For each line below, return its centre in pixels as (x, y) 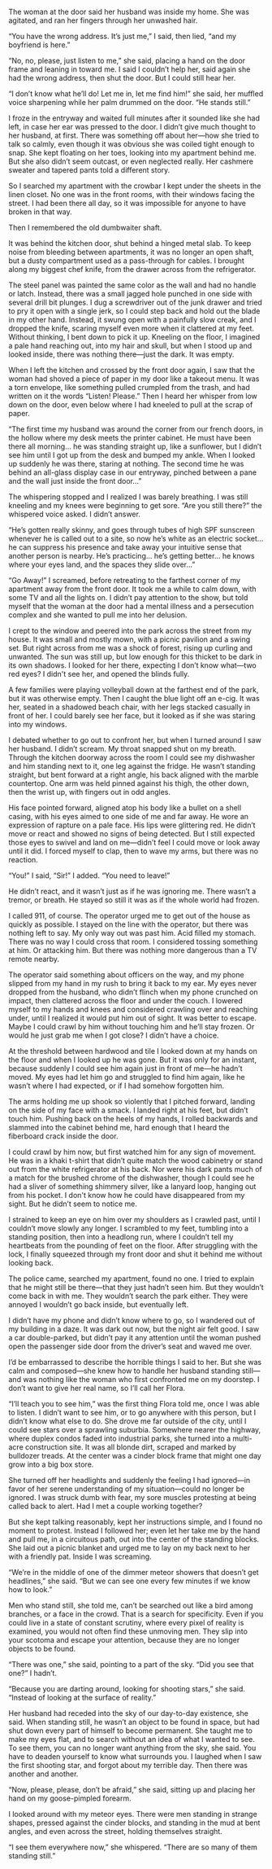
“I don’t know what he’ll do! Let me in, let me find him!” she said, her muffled (136, 94)
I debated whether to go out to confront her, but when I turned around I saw (135, 740)
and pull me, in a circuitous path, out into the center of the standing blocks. (134, 1539)
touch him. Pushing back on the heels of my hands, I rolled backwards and (133, 1119)
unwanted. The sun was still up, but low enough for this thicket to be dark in (135, 656)
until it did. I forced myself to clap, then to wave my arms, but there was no (133, 851)
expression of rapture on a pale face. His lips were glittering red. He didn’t (132, 825)
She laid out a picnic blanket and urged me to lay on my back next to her (130, 1548)
